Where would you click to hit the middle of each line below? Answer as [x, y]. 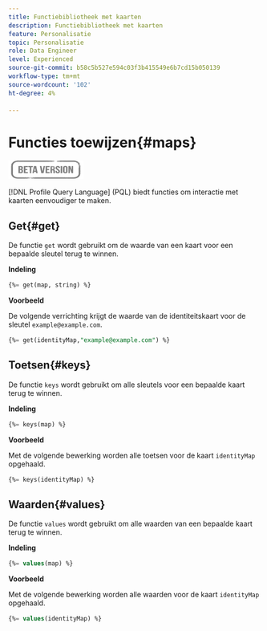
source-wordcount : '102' [50, 84]
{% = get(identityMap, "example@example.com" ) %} [89, 340]
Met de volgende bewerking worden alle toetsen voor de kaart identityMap [132, 455]
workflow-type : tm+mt [44, 76]
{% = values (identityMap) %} [55, 619]
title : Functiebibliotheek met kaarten [75, 17]
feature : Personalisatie [50, 34]
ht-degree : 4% [32, 93]
